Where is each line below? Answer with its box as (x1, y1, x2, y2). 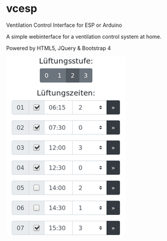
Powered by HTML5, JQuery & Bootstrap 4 (6, 44, 112, 52)
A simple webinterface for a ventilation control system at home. (6, 33, 162, 40)
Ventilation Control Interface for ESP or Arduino (6, 21, 122, 29)
